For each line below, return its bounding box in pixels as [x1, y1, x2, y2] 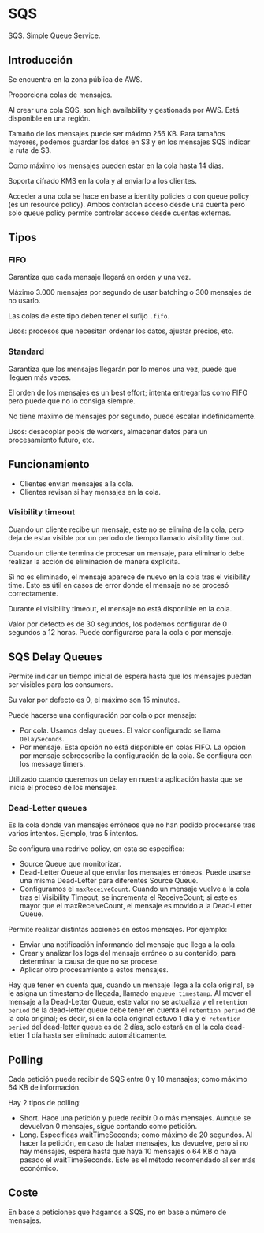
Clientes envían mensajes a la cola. [19, 478, 134, 488]
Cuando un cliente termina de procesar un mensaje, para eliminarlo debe [8, 548, 245, 558]
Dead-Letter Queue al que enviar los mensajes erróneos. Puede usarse [19, 867, 251, 877]
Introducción [8, 54, 73, 67]
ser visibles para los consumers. [8, 679, 113, 689]
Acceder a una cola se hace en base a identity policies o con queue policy [8, 191, 250, 201]
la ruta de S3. [8, 145, 52, 154]
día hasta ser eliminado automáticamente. [31, 1030, 168, 1040]
